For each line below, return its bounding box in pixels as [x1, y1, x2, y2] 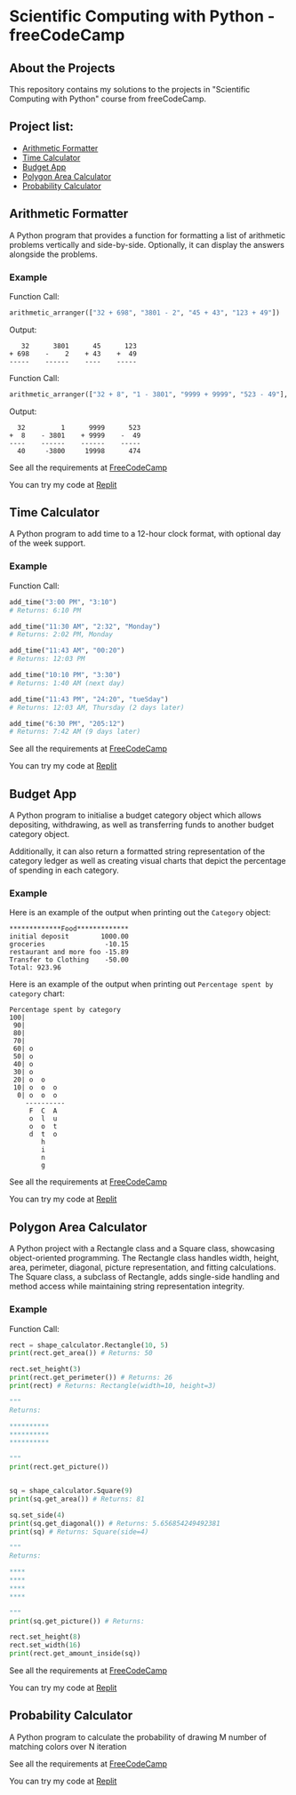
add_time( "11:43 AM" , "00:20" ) [9, 646, 125, 655]
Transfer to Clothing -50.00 [9, 955, 129, 965]
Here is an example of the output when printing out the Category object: [9, 907, 271, 918]
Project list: [9, 119, 74, 134]
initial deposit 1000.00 [9, 932, 129, 941]
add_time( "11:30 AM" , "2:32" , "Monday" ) [9, 622, 162, 631]
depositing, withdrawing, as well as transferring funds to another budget [9, 819, 275, 830]
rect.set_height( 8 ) [9, 1632, 82, 1641]
